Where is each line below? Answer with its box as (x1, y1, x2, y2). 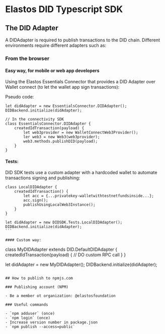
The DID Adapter (5, 24, 59, 32)
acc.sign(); (23, 198, 49, 203)
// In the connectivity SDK (5, 117, 64, 122)
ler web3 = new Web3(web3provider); (23, 135, 100, 140)
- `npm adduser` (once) (5, 311, 55, 316)
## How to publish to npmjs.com (5, 276, 73, 281)
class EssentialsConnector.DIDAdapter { (5, 121, 92, 127)
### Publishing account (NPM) (5, 285, 69, 290)
